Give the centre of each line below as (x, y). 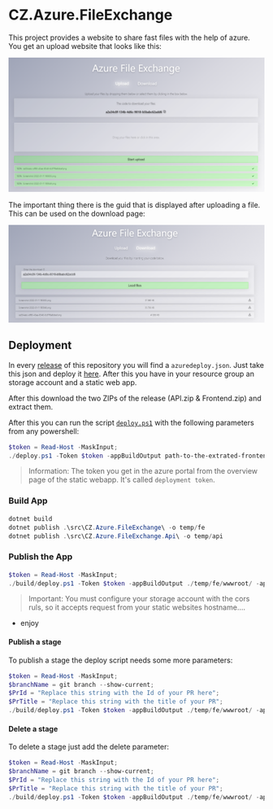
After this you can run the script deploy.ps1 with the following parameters (131, 422)
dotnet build (30, 518)
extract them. (31, 407)
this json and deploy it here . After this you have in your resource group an (131, 374)
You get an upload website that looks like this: (85, 46)
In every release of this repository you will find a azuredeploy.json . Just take (136, 365)
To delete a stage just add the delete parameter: (89, 747)
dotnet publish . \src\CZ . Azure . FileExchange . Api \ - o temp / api (116, 536)
